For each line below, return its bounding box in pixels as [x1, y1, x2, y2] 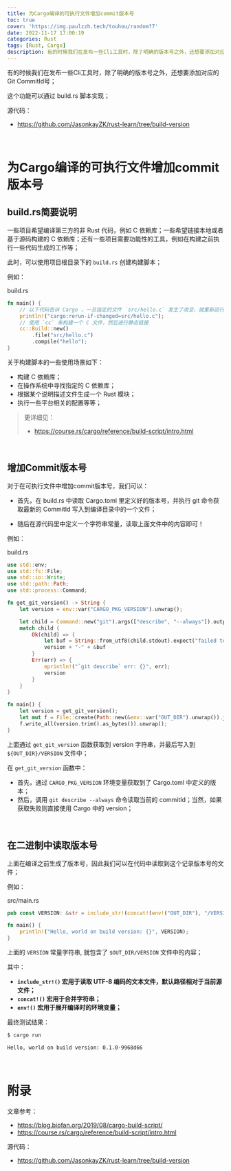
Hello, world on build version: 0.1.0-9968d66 [7, 1044, 143, 1051]
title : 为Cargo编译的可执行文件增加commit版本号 [7, 10, 135, 17]
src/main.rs [7, 896, 39, 904]
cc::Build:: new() [19, 326, 69, 332]
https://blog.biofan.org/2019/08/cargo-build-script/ [16, 1121, 163, 1129]
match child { [19, 625, 60, 632]
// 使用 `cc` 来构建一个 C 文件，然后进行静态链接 [19, 319, 149, 326]
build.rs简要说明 [7, 206, 78, 218]
